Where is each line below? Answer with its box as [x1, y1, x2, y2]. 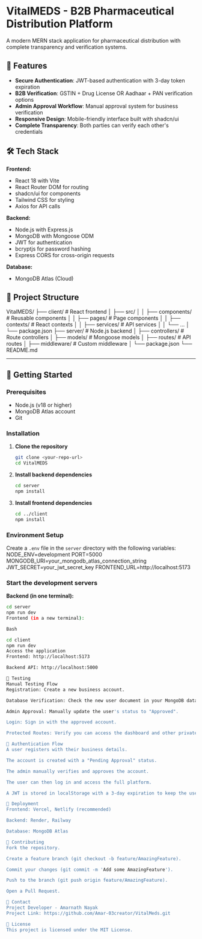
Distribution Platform [6, 17, 113, 31]
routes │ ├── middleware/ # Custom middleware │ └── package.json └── [6, 340, 192, 348]
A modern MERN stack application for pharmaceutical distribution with [6, 37, 181, 44]
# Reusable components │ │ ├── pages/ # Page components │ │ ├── [6, 314, 181, 322]
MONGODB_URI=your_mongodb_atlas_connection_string [6, 557, 147, 564]
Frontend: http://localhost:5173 [6, 654, 90, 660]
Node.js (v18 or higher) [14, 402, 72, 409]
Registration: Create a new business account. [6, 687, 125, 693]
